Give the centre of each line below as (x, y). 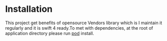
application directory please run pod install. (50, 33)
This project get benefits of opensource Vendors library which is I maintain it (84, 23)
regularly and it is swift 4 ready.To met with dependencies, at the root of (79, 28)
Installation (29, 9)
